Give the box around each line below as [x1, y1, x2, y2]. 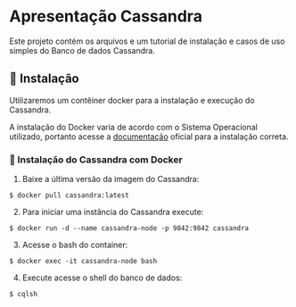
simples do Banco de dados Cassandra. [9, 45, 156, 55]
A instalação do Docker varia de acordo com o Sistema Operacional [9, 121, 259, 132]
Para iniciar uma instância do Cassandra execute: [21, 207, 204, 218]
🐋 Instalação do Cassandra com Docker [9, 153, 183, 166]
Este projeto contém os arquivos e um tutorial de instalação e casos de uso [9, 36, 285, 46]
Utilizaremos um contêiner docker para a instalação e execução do [9, 95, 256, 105]
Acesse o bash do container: [21, 239, 128, 251]
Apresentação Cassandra [9, 6, 203, 27]
